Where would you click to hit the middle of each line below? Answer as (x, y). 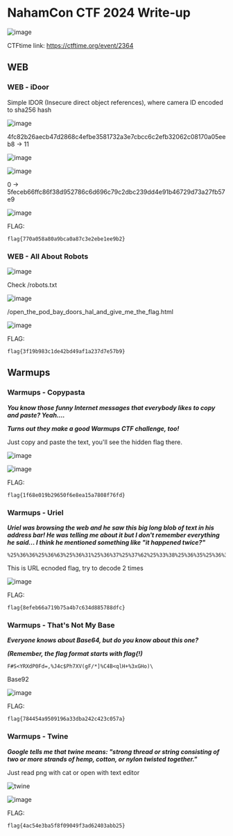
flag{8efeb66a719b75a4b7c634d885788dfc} (67, 607)
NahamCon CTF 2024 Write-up (99, 13)
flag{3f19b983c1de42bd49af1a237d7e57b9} (67, 351)
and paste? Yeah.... (36, 415)
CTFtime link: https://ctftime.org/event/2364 (70, 45)
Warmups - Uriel (35, 512)
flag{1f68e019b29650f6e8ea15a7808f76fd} (67, 495)
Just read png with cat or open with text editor (74, 772)
